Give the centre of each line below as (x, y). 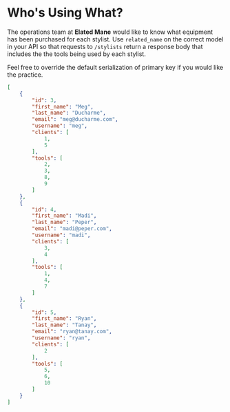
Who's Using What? (65, 13)
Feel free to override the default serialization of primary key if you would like (115, 67)
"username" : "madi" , (61, 235)
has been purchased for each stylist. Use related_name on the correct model (115, 39)
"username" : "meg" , (60, 126)
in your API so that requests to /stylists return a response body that (105, 46)
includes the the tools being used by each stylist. (76, 54)
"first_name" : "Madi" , (64, 216)
